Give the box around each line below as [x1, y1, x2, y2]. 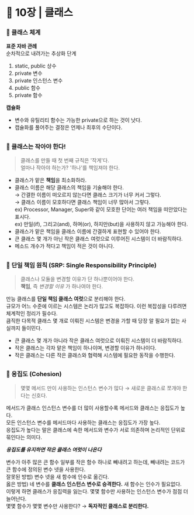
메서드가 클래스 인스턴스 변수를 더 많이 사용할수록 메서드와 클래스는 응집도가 [6, 404, 179, 411]
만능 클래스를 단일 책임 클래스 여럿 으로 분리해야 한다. [6, 295, 126, 302]
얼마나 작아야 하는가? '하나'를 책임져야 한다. [20, 164, 120, 171]
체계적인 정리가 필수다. [6, 310, 58, 317]
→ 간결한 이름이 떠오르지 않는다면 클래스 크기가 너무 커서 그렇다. [14, 192, 162, 199]
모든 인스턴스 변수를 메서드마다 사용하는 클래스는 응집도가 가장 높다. [6, 419, 161, 426]
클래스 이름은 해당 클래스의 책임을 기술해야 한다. [14, 184, 124, 191]
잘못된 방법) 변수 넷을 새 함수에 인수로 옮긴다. [6, 473, 109, 480]
